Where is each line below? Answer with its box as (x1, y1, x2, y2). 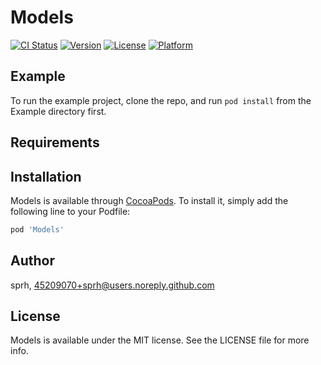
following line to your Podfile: (10, 205, 131, 217)
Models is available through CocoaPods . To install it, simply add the (10, 194, 289, 206)
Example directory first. (10, 105, 107, 117)
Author (10, 252, 55, 270)
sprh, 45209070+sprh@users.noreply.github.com (10, 279, 215, 291)
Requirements (10, 134, 100, 151)
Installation (10, 168, 82, 185)
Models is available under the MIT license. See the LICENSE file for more (10, 334, 310, 346)
